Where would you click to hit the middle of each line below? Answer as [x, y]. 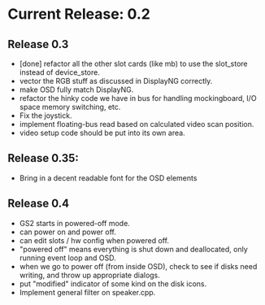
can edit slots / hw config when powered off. [94, 240]
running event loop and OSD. [68, 258]
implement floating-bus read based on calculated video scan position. [137, 124]
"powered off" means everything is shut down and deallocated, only [134, 249]
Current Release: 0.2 [79, 14]
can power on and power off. [68, 232]
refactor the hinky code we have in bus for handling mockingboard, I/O [138, 98]
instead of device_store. [60, 72]
